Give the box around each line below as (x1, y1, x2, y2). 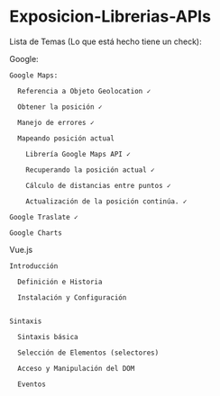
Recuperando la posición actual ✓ (25, 165, 155, 175)
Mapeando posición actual (17, 133, 115, 143)
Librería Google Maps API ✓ (25, 149, 131, 158)
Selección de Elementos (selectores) (17, 348, 160, 357)
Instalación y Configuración (17, 292, 127, 302)
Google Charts (9, 228, 63, 238)
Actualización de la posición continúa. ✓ (25, 196, 188, 206)
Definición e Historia (17, 277, 103, 286)
